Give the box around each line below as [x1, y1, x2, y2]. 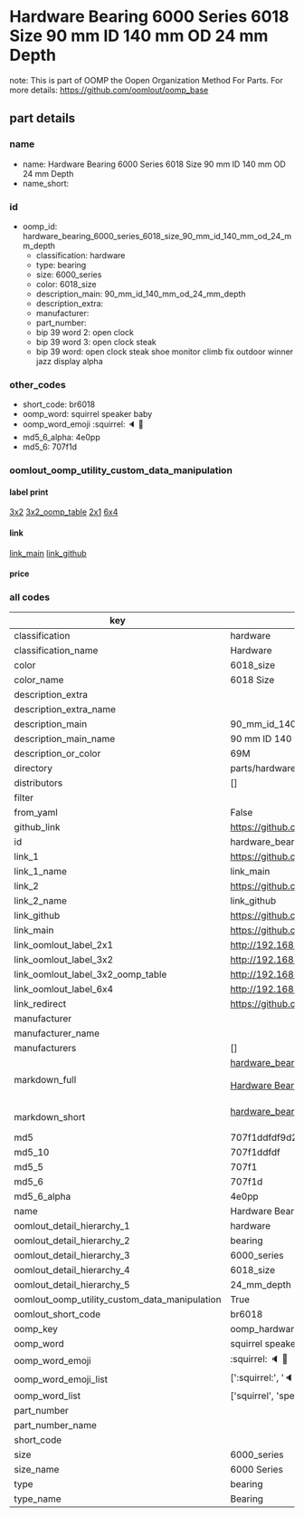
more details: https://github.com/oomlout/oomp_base [9, 84, 209, 95]
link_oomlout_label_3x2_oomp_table [14, 968, 167, 981]
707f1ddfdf [230, 1146, 280, 1159]
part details [9, 111, 76, 126]
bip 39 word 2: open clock [35, 326, 134, 337]
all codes [9, 591, 51, 604]
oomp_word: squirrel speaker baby [22, 409, 153, 420]
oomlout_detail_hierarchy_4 [14, 1264, 130, 1277]
